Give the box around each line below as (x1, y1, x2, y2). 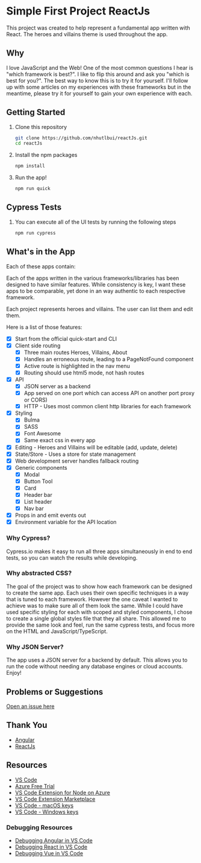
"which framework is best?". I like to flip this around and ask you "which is (6, 71, 190, 78)
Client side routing (14, 342, 61, 349)
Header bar (23, 491, 52, 498)
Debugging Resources (6, 823, 73, 832)
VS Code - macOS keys (14, 801, 74, 809)
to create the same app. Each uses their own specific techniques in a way (6, 589, 189, 596)
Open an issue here (6, 703, 55, 710)
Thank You (6, 720, 48, 730)
